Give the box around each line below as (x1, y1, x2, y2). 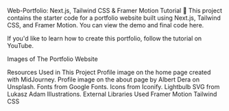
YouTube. (7, 42, 34, 49)
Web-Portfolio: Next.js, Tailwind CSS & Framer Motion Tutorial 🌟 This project (7, 7, 223, 14)
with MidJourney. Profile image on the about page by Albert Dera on (7, 75, 200, 84)
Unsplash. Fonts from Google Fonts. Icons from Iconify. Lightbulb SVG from (7, 83, 220, 90)
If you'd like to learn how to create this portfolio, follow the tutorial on (7, 34, 202, 42)
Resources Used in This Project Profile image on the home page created (7, 69, 211, 76)
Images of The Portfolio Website (7, 55, 98, 63)
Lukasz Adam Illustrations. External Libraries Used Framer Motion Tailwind (7, 90, 217, 98)
